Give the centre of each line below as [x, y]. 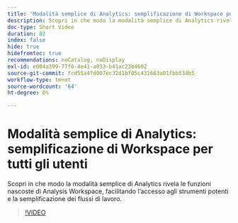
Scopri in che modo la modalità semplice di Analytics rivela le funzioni [109, 184]
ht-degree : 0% [28, 93]
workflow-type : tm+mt [39, 80]
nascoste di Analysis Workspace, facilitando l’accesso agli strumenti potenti [118, 191]
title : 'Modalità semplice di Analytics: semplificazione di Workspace [115, 14]
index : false [27, 40]
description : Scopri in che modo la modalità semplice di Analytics [110, 21]
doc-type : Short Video [41, 27]
